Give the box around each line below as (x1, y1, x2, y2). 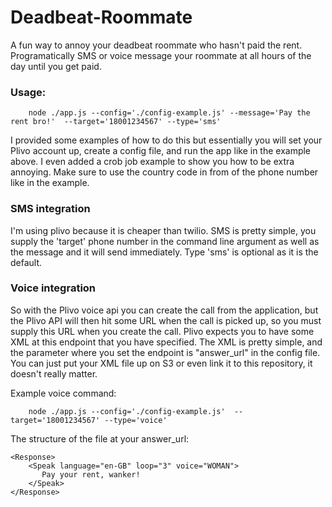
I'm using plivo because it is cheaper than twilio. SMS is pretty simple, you (10, 224, 317, 236)
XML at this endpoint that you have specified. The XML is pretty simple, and (10, 336, 323, 348)
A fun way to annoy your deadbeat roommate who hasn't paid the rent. (10, 39, 303, 51)
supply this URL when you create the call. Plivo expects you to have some (10, 325, 315, 337)
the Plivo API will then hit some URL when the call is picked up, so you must (10, 314, 322, 326)
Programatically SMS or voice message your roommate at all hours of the (10, 49, 312, 61)
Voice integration (10, 281, 97, 295)
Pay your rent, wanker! (41, 469, 141, 480)
